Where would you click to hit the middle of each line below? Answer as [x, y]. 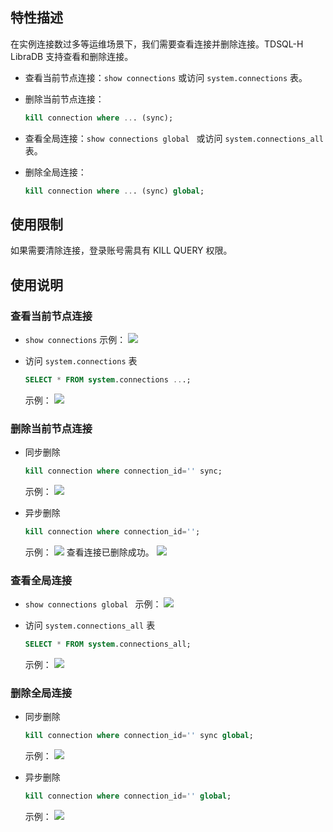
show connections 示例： [75, 340]
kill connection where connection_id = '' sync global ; [139, 736]
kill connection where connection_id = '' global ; [128, 796]
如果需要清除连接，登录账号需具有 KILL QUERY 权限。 [121, 250]
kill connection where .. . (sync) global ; [114, 191]
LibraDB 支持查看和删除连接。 [72, 56]
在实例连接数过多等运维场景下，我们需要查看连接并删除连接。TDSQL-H [157, 44]
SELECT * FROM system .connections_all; [108, 644]
